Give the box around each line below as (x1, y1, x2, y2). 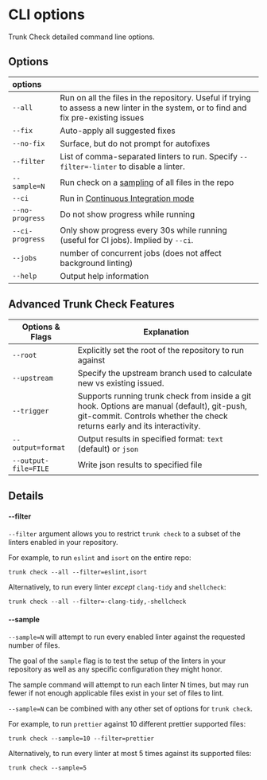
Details (8, 488, 44, 503)
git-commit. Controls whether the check (77, 410, 228, 421)
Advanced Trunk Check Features (8, 297, 175, 312)
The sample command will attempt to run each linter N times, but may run (8, 680, 249, 690)
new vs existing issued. (77, 377, 164, 388)
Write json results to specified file (77, 459, 203, 470)
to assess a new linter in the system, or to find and (60, 102, 247, 113)
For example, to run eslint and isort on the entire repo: (8, 553, 192, 562)
